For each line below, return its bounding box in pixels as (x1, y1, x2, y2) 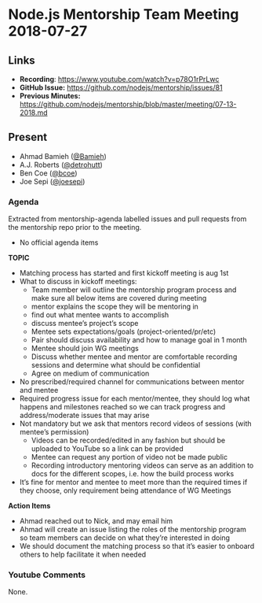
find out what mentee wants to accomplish (31, 310, 169, 320)
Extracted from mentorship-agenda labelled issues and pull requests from (8, 214, 247, 224)
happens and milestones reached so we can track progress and (19, 402, 226, 412)
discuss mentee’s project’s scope (31, 319, 139, 328)
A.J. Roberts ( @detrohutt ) (19, 160, 104, 169)
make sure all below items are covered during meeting (31, 294, 207, 303)
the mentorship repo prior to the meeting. (8, 223, 142, 232)
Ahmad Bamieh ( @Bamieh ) (19, 151, 107, 161)
